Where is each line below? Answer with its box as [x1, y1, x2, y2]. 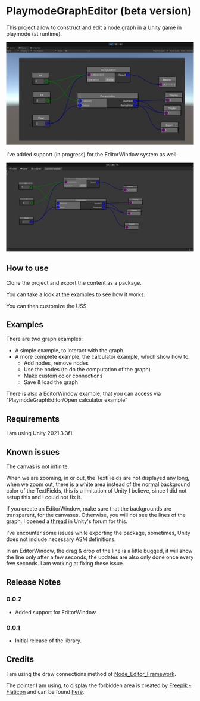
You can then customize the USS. [6, 302, 88, 309]
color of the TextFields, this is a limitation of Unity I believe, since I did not [6, 487, 187, 494]
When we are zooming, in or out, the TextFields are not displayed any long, [6, 475, 190, 482]
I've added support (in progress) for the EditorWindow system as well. [6, 150, 179, 158]
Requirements [6, 414, 60, 424]
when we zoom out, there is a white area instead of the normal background [6, 481, 190, 488]
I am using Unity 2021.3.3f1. [6, 430, 74, 437]
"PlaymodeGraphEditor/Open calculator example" [6, 396, 128, 404]
